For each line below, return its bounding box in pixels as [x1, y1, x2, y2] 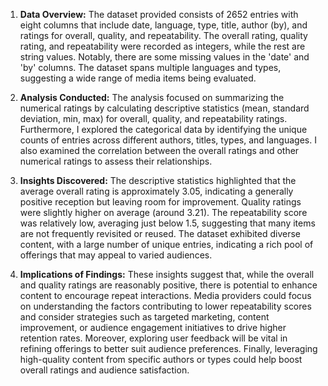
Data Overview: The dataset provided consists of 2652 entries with [19, 9, 299, 20]
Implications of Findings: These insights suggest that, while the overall [19, 269, 315, 280]
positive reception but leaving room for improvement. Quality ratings [19, 196, 302, 208]
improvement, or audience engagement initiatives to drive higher [19, 322, 287, 333]
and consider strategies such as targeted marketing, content [19, 311, 270, 323]
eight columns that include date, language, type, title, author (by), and [19, 19, 308, 31]
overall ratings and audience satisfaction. [19, 364, 190, 376]
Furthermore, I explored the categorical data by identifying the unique [19, 124, 308, 135]
